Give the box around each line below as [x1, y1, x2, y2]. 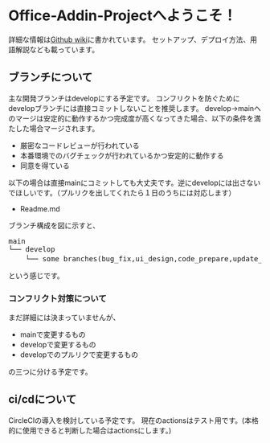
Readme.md [19, 203, 60, 213]
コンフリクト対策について [8, 293, 107, 304]
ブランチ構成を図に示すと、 [8, 220, 100, 230]
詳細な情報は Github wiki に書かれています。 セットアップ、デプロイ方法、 [8, 35, 251, 44]
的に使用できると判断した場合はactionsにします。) [8, 425, 172, 435]
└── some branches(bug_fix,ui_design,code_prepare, [25, 254, 233, 263]
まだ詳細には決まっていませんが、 [8, 313, 121, 322]
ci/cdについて [8, 392, 77, 406]
